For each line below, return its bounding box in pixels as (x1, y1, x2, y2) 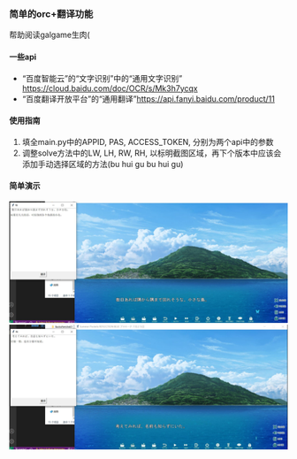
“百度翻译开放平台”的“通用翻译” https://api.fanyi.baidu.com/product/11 (21, 93, 276, 103)
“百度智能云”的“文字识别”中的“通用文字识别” (21, 73, 183, 83)
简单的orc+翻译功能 (9, 7, 94, 19)
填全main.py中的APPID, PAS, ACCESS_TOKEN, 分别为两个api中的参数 (21, 136, 274, 147)
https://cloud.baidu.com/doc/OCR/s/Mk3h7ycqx (21, 82, 198, 94)
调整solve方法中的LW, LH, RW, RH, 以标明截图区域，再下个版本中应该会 (21, 148, 282, 158)
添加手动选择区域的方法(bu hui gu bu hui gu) (21, 158, 184, 169)
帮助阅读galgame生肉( (9, 29, 90, 41)
